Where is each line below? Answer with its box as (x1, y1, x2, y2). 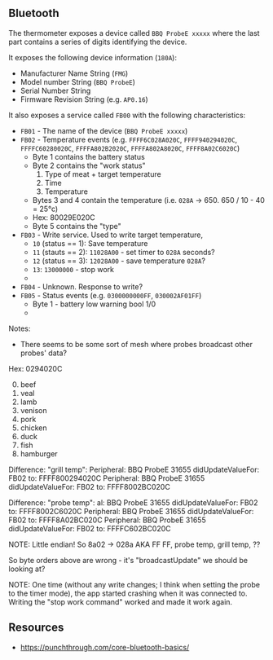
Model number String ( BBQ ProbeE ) (20, 77, 136, 86)
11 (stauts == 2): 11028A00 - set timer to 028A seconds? (32, 247, 215, 257)
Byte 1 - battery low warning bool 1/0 (32, 299, 156, 309)
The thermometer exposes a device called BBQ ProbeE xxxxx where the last (8, 28, 260, 37)
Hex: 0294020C (8, 363, 63, 373)
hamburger (20, 448, 59, 459)
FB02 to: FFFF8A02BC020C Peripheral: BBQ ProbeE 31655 (8, 515, 206, 525)
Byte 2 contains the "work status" (32, 161, 146, 170)
